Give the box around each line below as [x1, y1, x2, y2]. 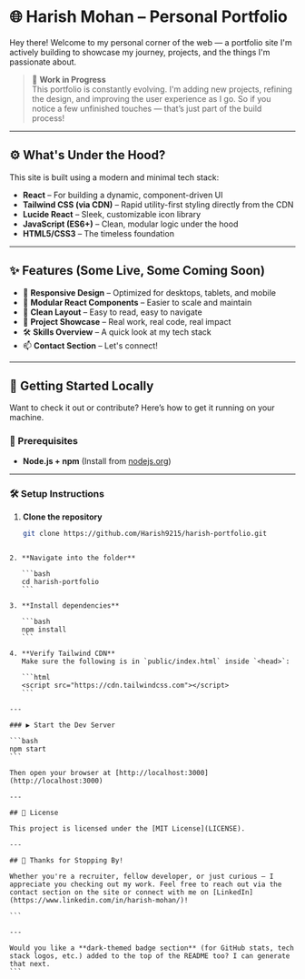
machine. [9, 412, 44, 423]
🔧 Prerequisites [9, 435, 79, 448]
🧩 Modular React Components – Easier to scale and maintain [22, 297, 252, 308]
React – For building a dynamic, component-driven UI [22, 189, 224, 200]
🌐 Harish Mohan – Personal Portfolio [9, 6, 288, 27]
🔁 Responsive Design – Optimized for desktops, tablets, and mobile [22, 287, 277, 298]
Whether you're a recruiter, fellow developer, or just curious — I [9, 872, 274, 881]
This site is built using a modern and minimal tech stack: [9, 171, 220, 183]
